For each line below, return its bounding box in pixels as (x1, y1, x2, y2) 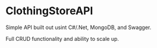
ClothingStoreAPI (5, 4, 93, 18)
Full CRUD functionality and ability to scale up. (5, 35, 120, 42)
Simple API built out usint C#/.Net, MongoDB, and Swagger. (5, 24, 152, 31)
